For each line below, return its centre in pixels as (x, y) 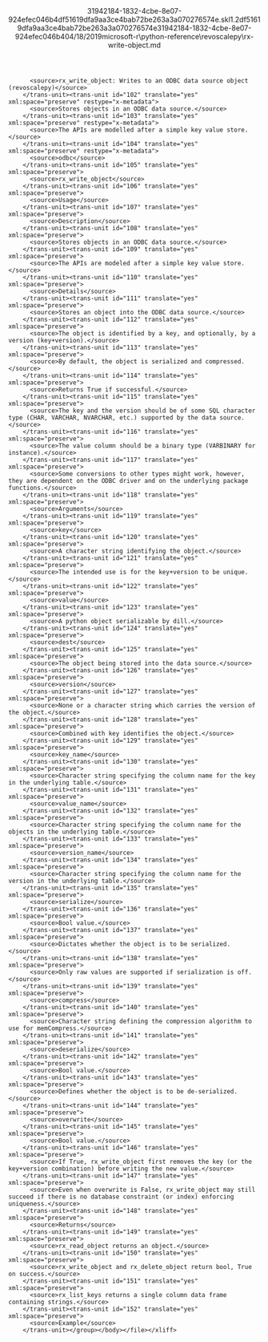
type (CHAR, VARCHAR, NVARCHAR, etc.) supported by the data (112, 418)
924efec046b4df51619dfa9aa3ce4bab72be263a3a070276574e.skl (119, 19)
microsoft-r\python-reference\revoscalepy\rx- (178, 36)
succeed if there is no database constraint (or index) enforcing (121, 1197)
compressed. (225, 362)
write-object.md (134, 45)
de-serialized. (212, 1092)
